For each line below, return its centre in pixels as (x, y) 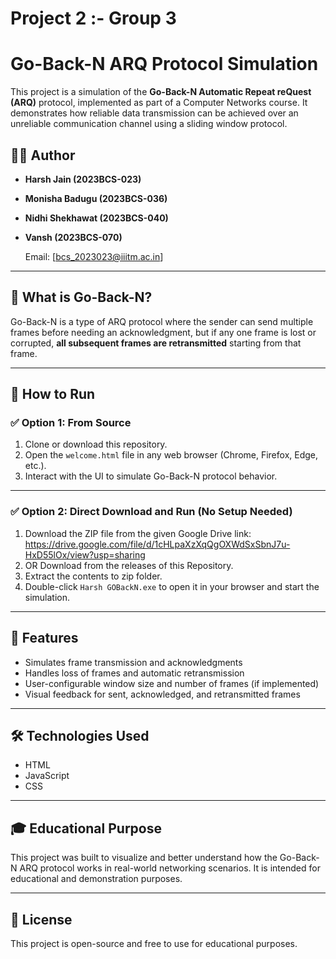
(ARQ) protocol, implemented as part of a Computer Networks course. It (159, 103)
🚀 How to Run (53, 394)
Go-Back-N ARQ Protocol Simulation (164, 64)
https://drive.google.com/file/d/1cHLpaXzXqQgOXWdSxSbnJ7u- (157, 544)
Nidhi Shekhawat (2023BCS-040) (96, 218)
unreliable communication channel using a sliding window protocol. (149, 124)
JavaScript (47, 776)
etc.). (35, 466)
